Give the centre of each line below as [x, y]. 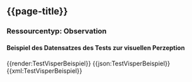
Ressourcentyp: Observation [57, 31]
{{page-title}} [37, 11]
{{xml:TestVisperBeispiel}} [44, 71]
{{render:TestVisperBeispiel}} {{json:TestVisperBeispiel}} [88, 63]
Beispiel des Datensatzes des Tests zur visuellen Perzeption [96, 47]
